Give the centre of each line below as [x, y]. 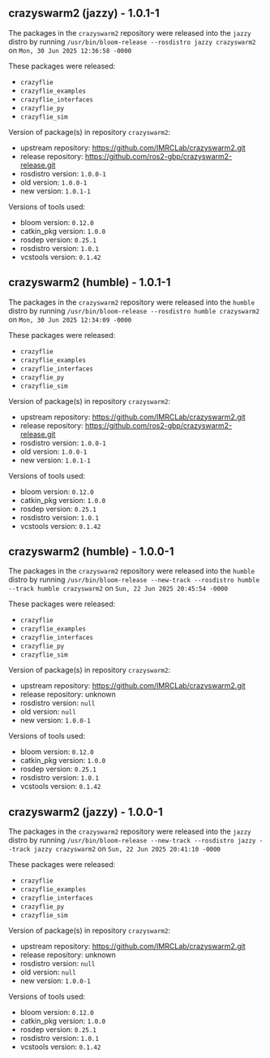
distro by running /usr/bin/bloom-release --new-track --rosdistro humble [134, 579]
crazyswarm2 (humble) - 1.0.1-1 [90, 282]
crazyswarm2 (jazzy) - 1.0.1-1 [84, 13]
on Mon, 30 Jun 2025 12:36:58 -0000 [70, 50]
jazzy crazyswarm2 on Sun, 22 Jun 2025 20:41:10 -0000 [127, 849]
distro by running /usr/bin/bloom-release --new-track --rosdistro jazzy [132, 840]
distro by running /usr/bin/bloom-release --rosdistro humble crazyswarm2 [134, 310]
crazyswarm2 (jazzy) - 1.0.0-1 [86, 812]
